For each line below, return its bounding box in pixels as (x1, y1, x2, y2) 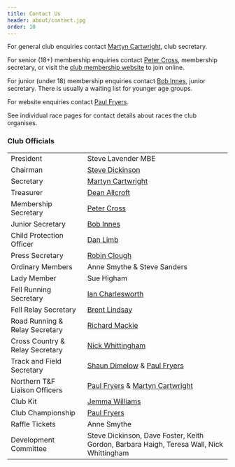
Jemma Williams (87, 396, 141, 406)
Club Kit (10, 396, 37, 406)
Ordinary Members (10, 261, 73, 271)
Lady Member (10, 273, 57, 283)
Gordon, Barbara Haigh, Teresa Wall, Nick (87, 439, 224, 449)
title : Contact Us (7, 10, 61, 17)
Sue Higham (87, 273, 128, 283)
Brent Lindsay (87, 305, 133, 315)
